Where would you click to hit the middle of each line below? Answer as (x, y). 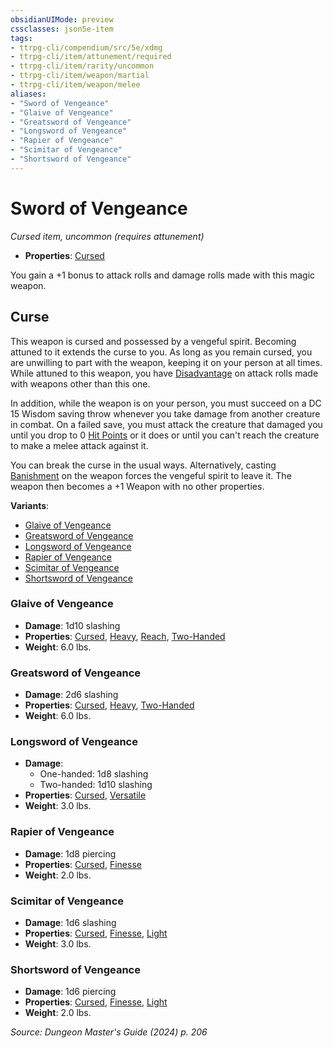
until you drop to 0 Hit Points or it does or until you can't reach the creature (165, 435)
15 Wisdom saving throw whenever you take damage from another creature (165, 413)
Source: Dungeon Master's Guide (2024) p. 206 (109, 1032)
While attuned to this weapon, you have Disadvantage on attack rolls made (164, 373)
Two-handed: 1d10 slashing (96, 785)
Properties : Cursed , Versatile (85, 795)
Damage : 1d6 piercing (70, 992)
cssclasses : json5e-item (62, 29)
